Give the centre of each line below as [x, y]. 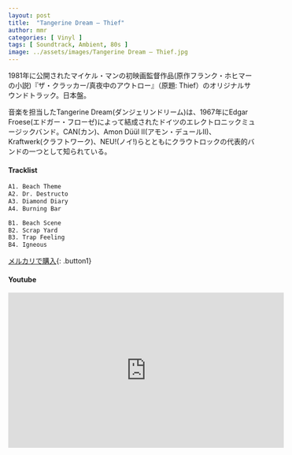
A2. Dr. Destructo [38, 194]
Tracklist [23, 170]
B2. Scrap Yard [33, 230]
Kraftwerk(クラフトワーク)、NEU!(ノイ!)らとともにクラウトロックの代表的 [128, 142]
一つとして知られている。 [70, 151]
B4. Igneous [28, 245]
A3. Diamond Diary [38, 201]
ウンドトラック [32, 95]
